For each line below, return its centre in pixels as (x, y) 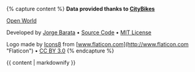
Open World (21, 20)
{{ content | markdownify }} (41, 63)
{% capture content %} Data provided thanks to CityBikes (81, 9)
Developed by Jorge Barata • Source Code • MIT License (79, 32)
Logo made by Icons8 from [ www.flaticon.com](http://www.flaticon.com (97, 44)
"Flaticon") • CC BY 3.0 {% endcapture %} (60, 51)
